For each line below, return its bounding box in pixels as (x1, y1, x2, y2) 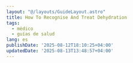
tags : (6, 20, 20, 26)
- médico (11, 25, 34, 32)
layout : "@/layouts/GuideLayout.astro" (6, 8, 106, 15)
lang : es (6, 37, 28, 43)
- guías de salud (11, 31, 55, 37)
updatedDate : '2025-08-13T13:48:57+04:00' (6, 48, 114, 54)
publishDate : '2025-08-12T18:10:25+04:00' (6, 43, 114, 49)
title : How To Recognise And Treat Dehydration (6, 14, 128, 20)
